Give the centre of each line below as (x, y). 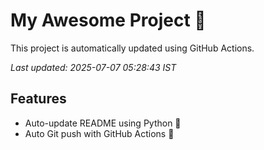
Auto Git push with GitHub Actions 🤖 (99, 133)
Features (38, 99)
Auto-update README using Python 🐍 (103, 123)
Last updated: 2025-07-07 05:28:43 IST (93, 67)
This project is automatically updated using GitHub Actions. (132, 48)
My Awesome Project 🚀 (108, 20)
